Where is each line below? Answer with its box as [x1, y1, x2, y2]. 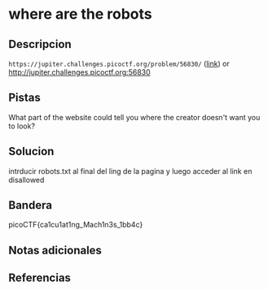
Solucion [8, 145, 55, 158]
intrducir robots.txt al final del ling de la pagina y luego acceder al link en [8, 166, 253, 175]
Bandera [8, 198, 53, 212]
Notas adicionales [8, 243, 102, 257]
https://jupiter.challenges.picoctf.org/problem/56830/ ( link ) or [8, 58, 230, 68]
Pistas [8, 91, 41, 105]
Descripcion [8, 37, 72, 51]
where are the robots [8, 5, 152, 24]
